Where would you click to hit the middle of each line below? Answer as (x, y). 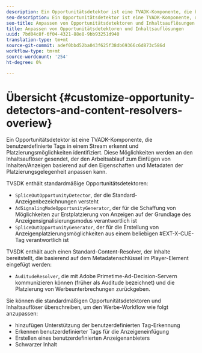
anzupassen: (22, 314)
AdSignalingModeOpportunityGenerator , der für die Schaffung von (95, 208)
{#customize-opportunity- (127, 97)
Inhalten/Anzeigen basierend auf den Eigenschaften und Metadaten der (95, 165)
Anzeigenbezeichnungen (46, 202)
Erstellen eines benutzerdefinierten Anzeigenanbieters (82, 338)
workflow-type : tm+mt (33, 51)
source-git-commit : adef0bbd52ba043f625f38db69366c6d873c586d (86, 46)
